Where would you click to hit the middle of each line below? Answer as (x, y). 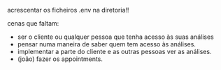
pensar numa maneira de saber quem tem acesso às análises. (106, 44)
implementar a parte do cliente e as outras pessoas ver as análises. (114, 52)
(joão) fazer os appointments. (60, 59)
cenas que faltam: (33, 23)
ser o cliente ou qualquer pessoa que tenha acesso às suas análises (116, 37)
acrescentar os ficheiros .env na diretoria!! (68, 10)
